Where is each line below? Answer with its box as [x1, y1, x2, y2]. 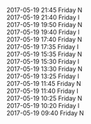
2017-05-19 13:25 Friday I [6, 72, 79, 80]
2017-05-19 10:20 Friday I [6, 102, 80, 109]
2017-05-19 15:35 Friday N [6, 50, 83, 58]
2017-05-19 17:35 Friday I [6, 43, 79, 51]
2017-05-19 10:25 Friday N [6, 94, 83, 103]
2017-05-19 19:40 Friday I [6, 28, 80, 36]
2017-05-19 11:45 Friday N [6, 80, 81, 87]
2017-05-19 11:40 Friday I [6, 87, 78, 95]
